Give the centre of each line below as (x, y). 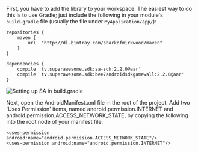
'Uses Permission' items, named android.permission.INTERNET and (90, 109)
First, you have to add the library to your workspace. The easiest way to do (99, 9)
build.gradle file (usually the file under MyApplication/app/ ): (81, 21)
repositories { (25, 32)
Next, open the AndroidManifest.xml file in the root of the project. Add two (98, 102)
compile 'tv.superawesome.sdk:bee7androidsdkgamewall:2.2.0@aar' (101, 74)
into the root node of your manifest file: (55, 122)
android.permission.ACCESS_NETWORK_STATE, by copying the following (97, 115)
